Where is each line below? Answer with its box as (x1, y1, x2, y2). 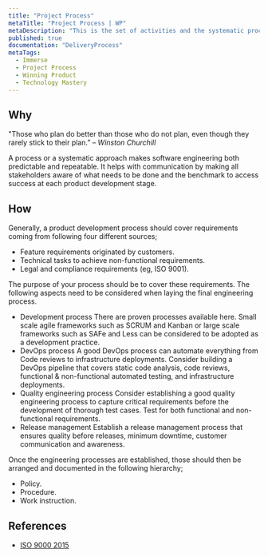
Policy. (19, 479, 42, 488)
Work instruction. (19, 496, 77, 506)
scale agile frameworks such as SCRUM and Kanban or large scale (19, 320, 240, 330)
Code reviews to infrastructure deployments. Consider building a (19, 355, 233, 364)
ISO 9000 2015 (19, 540, 69, 550)
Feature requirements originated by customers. (19, 247, 175, 257)
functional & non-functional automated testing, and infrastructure (19, 372, 235, 381)
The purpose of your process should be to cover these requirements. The (8, 280, 250, 289)
